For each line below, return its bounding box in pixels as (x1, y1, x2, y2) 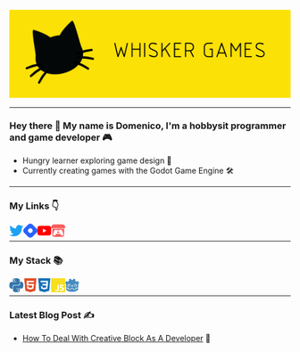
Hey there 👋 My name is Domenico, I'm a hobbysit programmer (9, 119, 287, 132)
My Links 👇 (9, 200, 60, 212)
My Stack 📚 (9, 255, 63, 267)
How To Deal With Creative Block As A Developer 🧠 (21, 332, 212, 343)
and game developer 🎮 (9, 131, 113, 143)
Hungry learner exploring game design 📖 (21, 155, 172, 166)
